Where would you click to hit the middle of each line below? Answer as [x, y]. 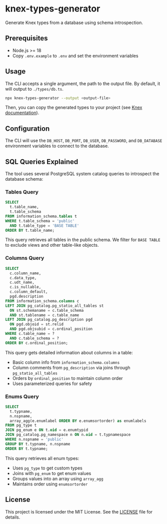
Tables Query [22, 192]
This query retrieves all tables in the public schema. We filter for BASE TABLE [83, 240]
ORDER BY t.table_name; [30, 230]
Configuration [27, 128]
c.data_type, [23, 278]
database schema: [24, 179]
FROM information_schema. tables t [41, 216]
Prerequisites [26, 38]
